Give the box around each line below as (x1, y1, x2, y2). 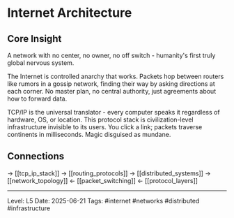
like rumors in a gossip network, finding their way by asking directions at (7, 80, 216, 88)
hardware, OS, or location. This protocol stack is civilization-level (7, 115, 194, 124)
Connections (7, 150, 65, 162)
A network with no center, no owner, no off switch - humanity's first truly (7, 51, 216, 59)
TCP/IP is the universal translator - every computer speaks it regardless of (7, 108, 221, 116)
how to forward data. (7, 94, 68, 103)
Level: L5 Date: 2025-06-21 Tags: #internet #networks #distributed (7, 196, 200, 205)
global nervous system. (7, 59, 75, 67)
